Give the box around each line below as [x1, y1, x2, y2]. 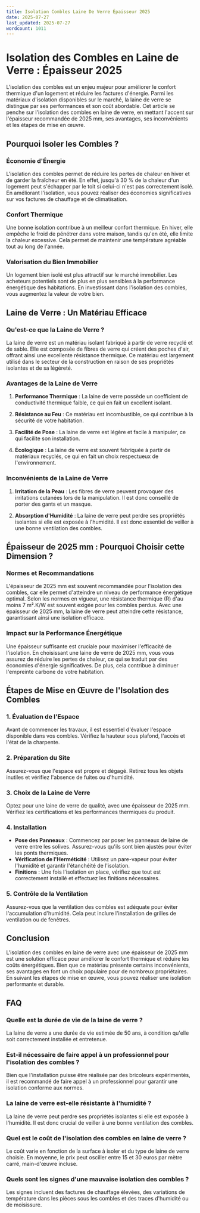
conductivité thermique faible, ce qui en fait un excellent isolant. [14, 399, 172, 406]
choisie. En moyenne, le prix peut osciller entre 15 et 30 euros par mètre [6, 1154, 183, 1161]
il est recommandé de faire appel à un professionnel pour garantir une [6, 1078, 178, 1085]
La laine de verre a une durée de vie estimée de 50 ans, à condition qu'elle [6, 1029, 189, 1036]
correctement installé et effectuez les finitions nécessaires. [14, 875, 160, 882]
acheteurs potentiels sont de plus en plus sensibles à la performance [6, 278, 176, 285]
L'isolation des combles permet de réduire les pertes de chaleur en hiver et [6, 170, 190, 177]
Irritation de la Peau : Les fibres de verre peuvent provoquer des [14, 487, 174, 495]
